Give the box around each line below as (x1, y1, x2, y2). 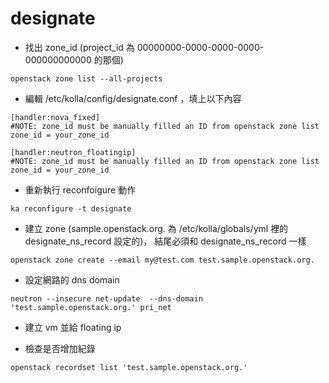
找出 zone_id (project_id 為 (24, 41, 135, 53)
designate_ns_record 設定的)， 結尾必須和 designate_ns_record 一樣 (24, 235, 307, 247)
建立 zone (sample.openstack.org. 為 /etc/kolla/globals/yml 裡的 (24, 222, 289, 234)
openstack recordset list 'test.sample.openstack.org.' (10, 362, 248, 372)
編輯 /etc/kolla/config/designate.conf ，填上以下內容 (24, 92, 242, 104)
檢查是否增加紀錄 (24, 342, 96, 354)
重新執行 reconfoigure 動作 (24, 183, 137, 196)
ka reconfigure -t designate (10, 203, 132, 214)
